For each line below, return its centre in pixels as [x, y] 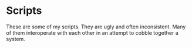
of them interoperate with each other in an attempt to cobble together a [92, 32]
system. [16, 39]
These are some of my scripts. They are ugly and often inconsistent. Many [96, 27]
